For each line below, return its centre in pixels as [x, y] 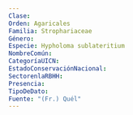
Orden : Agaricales [39, 23]
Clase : [19, 16]
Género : [21, 38]
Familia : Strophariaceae [50, 31]
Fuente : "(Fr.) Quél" [45, 99]
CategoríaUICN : [34, 62]
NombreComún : [30, 53]
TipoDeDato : [28, 91]
